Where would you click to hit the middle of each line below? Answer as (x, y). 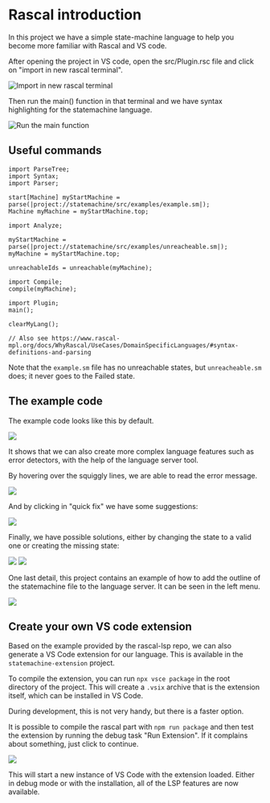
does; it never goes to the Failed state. (72, 375)
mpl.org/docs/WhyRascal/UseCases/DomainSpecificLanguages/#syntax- (124, 345)
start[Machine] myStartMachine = (64, 197)
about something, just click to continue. (74, 744)
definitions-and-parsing (50, 352)
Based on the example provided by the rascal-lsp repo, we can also (120, 646)
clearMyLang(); (34, 324)
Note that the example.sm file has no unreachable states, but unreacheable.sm (135, 367)
